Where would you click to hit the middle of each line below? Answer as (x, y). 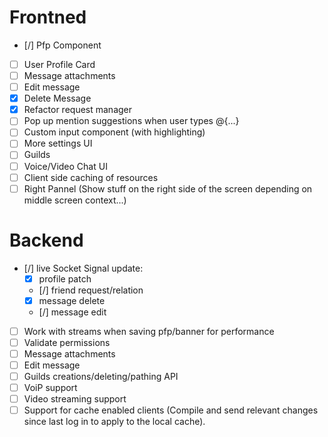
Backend (46, 240)
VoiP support (50, 388)
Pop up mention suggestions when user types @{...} (131, 121)
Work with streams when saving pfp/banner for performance (149, 331)
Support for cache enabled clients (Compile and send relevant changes (171, 410)
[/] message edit (72, 312)
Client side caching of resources (91, 177)
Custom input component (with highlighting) (114, 132)
